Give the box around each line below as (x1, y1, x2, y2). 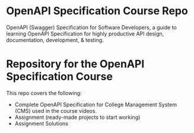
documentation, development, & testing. (6, 36, 104, 43)
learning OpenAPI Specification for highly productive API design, (6, 30, 164, 37)
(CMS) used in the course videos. (14, 107, 97, 114)
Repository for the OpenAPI (6, 58, 145, 71)
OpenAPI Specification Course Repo (6, 4, 188, 18)
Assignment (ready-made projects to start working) (14, 113, 141, 121)
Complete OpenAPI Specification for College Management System (14, 101, 177, 108)
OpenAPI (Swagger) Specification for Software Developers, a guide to (6, 24, 177, 31)
